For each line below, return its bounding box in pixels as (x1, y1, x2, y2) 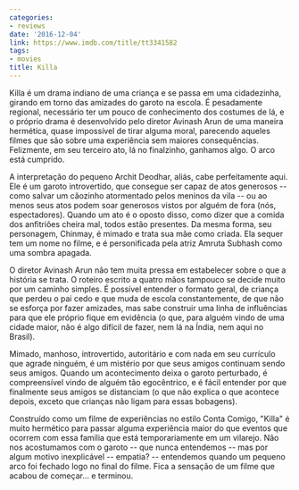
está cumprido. (9, 154, 65, 165)
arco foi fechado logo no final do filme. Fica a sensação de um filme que (9, 460, 275, 471)
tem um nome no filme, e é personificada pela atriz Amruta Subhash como (9, 238, 283, 249)
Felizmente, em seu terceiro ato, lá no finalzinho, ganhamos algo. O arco (9, 144, 275, 155)
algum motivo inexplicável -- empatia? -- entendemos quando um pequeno (9, 451, 286, 461)
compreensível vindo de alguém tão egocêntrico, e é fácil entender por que (9, 376, 287, 387)
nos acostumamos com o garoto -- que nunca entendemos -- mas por (9, 442, 269, 452)
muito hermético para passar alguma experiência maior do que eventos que (9, 422, 288, 434)
